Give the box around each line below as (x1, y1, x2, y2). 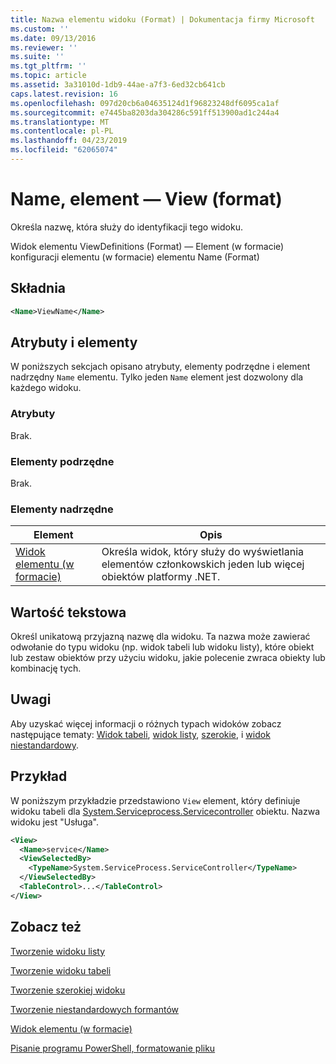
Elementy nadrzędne (10, 502, 114, 516)
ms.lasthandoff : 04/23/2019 (10, 136, 128, 146)
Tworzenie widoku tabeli (10, 964, 112, 976)
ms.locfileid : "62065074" (10, 145, 118, 155)
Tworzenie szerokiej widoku (10, 984, 126, 996)
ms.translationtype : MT (10, 117, 110, 127)
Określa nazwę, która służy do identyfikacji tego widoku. (10, 221, 243, 233)
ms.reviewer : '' (10, 42, 78, 53)
